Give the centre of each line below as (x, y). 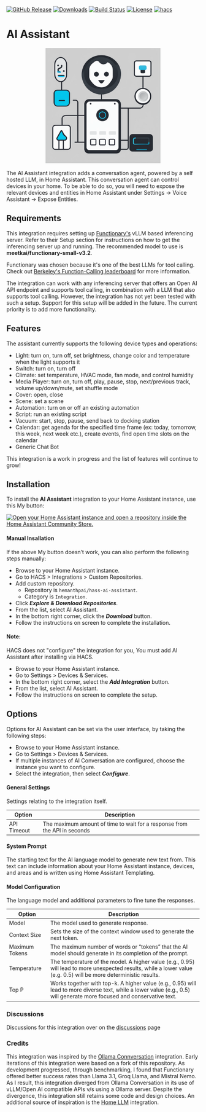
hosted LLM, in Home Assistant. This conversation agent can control (93, 179)
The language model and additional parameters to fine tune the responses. (101, 901)
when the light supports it (48, 362)
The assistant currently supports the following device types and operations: (102, 343)
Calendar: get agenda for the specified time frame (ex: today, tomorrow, (106, 427)
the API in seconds (66, 830)
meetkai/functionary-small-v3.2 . (49, 253)
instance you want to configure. (55, 767)
